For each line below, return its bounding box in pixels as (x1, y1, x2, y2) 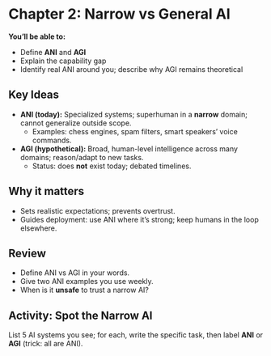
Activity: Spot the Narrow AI (8, 308, 153, 322)
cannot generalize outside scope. (19, 118, 132, 128)
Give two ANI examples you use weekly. (19, 277, 154, 286)
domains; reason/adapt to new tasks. (19, 152, 144, 162)
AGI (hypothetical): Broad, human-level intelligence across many (19, 143, 239, 154)
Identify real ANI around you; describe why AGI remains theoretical (19, 64, 243, 74)
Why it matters (8, 184, 85, 198)
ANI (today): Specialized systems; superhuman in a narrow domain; (19, 109, 248, 119)
